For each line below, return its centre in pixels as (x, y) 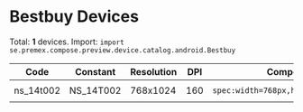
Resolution (154, 71)
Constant (96, 71)
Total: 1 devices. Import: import (67, 42)
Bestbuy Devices (74, 17)
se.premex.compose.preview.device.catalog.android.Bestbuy (123, 50)
